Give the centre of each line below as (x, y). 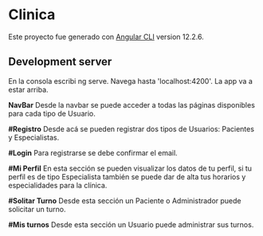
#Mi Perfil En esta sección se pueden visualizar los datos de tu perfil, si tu (130, 168)
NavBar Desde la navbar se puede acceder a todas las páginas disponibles (131, 104)
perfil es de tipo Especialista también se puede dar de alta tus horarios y (127, 176)
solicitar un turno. (37, 209)
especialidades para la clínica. (58, 185)
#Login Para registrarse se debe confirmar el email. (93, 152)
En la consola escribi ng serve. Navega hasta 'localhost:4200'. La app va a (131, 81)
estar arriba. (29, 89)
